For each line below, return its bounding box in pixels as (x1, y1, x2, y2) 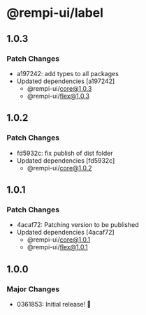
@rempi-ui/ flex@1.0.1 (27, 243, 88, 251)
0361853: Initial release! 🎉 (16, 300, 92, 308)
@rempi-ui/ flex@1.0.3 (27, 91, 90, 100)
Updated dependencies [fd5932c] (16, 156, 115, 165)
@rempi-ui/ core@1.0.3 (27, 84, 92, 92)
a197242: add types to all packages (16, 69, 119, 78)
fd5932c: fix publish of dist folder (16, 149, 113, 157)
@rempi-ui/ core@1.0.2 (27, 163, 92, 172)
